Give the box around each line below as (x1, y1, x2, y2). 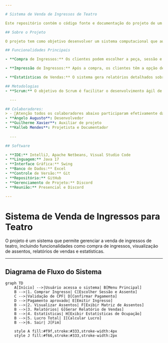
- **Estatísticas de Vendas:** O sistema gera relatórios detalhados (5, 75, 153, 80)
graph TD (5, 281, 23, 286)
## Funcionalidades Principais (5, 48, 70, 53)
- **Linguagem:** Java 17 (5, 157, 59, 162)
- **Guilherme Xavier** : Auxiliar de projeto (5, 120, 101, 125)
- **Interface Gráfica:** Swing (5, 162, 72, 167)
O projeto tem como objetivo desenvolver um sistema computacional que (5, 38, 157, 44)
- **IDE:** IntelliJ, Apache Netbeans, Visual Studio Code (5, 152, 131, 157)
